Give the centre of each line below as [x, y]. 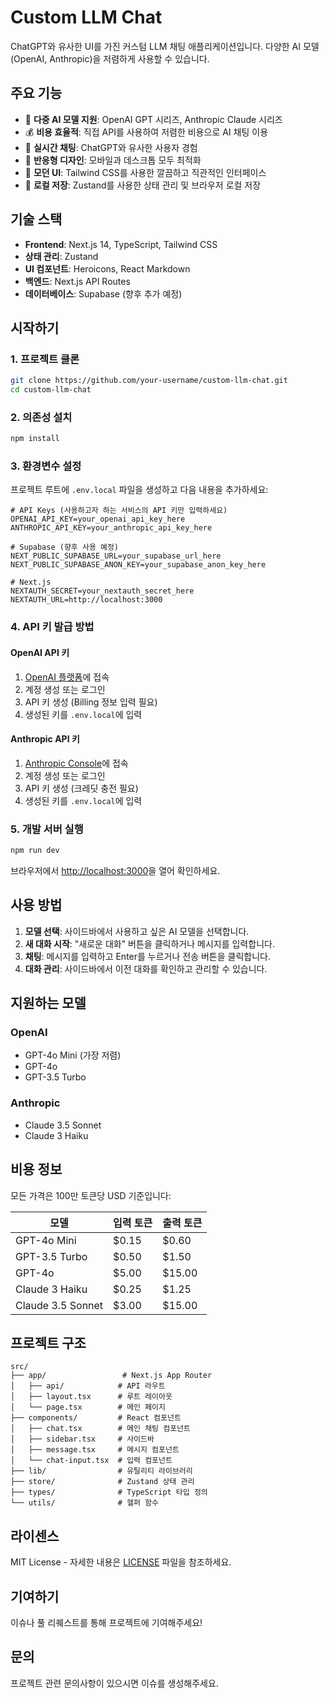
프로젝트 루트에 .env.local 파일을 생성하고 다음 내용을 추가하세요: [139, 490]
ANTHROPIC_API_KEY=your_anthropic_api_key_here [111, 528]
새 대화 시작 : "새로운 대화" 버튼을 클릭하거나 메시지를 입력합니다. [149, 943]
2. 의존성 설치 [41, 417]
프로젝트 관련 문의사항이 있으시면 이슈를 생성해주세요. [114, 1683]
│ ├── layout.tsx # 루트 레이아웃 [91, 1397]
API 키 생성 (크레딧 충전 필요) [81, 788]
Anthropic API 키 [45, 739]
